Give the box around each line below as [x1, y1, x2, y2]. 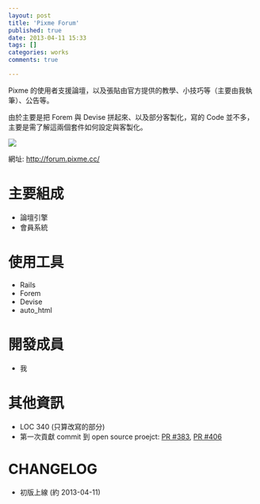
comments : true [8, 56, 59, 64]
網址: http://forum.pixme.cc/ [8, 154, 101, 164]
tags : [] [8, 41, 37, 49]
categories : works [8, 48, 69, 56]
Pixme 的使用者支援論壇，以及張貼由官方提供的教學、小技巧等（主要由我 [8, 85, 246, 95]
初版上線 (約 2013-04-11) [19, 487, 101, 497]
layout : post [8, 11, 52, 20]
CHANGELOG [8, 460, 97, 478]
